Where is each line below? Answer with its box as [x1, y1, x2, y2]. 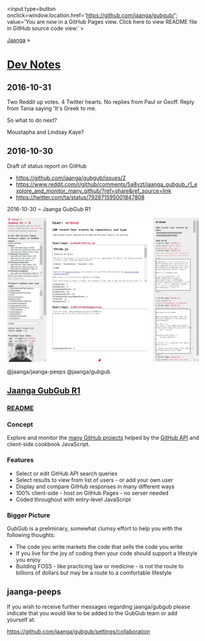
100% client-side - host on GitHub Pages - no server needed [15, 489, 169, 496]
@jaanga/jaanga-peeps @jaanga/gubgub [7, 368, 110, 375]
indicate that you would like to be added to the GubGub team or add [7, 609, 178, 617]
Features [7, 456, 34, 465]
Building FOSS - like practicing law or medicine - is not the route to [15, 563, 184, 570]
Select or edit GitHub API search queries [15, 469, 118, 477]
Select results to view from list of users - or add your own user [15, 476, 173, 483]
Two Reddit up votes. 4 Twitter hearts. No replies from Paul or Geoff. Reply [7, 98, 195, 106]
